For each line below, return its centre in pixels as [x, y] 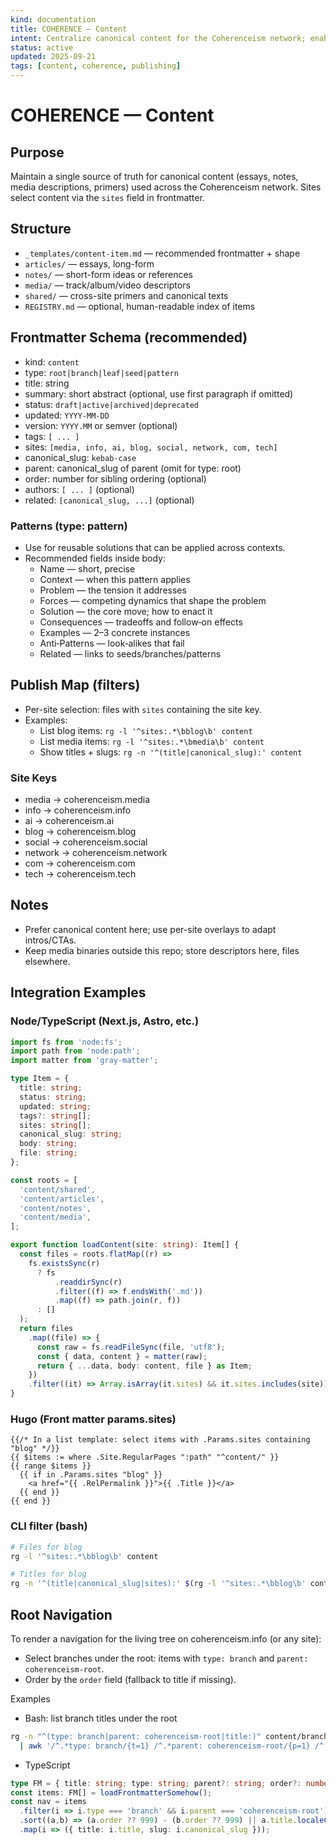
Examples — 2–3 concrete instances [115, 632]
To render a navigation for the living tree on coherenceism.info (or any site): [166, 1638]
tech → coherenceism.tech [80, 874]
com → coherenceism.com [80, 863]
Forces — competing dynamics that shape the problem [153, 600]
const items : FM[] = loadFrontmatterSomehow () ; [111, 1792]
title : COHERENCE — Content [69, 29]
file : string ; [48, 1153]
